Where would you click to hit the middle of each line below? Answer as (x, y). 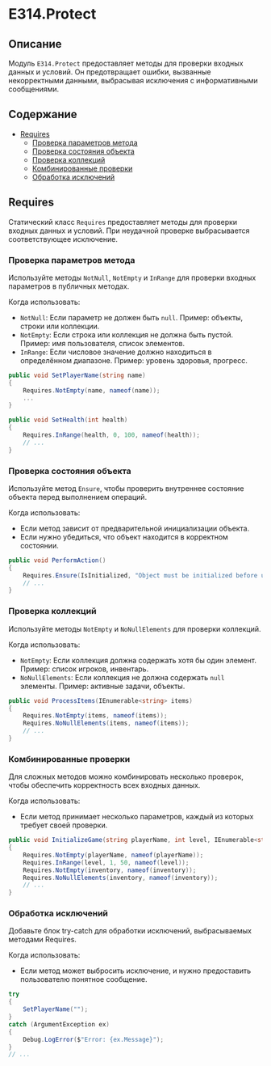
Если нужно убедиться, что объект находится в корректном (124, 537)
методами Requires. (42, 940)
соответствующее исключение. (63, 239)
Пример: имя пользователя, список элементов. (102, 343)
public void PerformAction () (57, 560)
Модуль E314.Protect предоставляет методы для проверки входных (126, 63)
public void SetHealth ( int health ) (68, 420)
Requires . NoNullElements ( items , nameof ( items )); (106, 723)
